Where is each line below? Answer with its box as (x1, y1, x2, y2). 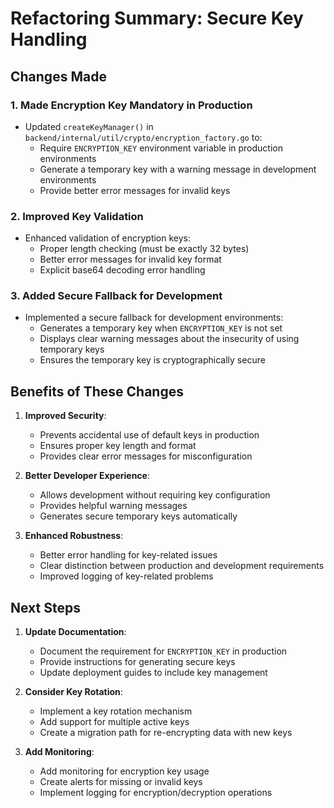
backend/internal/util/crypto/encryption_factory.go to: (24, 131, 263, 143)
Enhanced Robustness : (24, 530, 124, 542)
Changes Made (10, 68, 107, 85)
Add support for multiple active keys (39, 716, 190, 728)
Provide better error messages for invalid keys (39, 184, 231, 196)
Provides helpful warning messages (39, 500, 188, 512)
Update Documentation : (24, 626, 127, 638)
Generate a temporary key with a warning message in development (39, 163, 317, 175)
